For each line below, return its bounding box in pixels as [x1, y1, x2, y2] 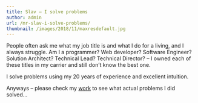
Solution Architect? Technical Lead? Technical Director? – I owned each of [6, 55, 191, 62]
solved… [6, 91, 28, 98]
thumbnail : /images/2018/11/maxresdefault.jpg [6, 25, 126, 32]
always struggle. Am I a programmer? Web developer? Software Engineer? [6, 49, 192, 56]
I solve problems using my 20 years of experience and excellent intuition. [6, 73, 189, 80]
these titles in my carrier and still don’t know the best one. [6, 61, 151, 69]
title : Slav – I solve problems [6, 8, 88, 15]
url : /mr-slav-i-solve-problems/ [6, 20, 91, 26]
